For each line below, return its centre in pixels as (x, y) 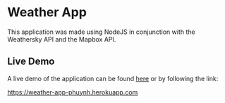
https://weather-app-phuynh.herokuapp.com (73, 92)
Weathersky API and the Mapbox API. (62, 39)
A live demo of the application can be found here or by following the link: (113, 78)
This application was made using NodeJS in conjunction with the (101, 32)
